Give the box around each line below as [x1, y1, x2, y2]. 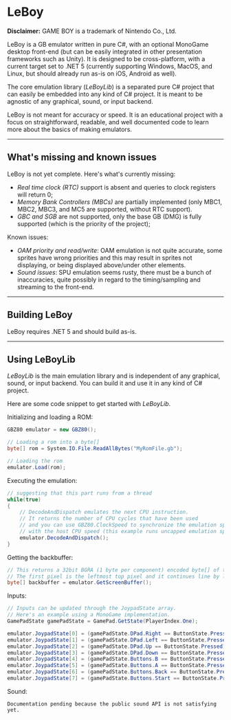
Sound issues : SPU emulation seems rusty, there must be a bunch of [16, 268, 212, 276]
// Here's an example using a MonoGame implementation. [7, 611, 170, 618]
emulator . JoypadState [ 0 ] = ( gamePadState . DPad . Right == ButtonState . [7, 630, 211, 637]
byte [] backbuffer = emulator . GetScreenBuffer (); [7, 579, 153, 586]
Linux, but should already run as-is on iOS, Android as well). [7, 69, 177, 78]
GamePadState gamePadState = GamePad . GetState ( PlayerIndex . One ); [7, 618, 198, 625]
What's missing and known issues [7, 152, 157, 164]
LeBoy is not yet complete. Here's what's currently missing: [7, 170, 176, 178]
